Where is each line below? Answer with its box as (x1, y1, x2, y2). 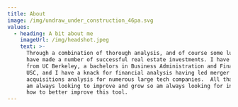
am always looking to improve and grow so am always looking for (25, 82, 223, 89)
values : (7, 23, 30, 30)
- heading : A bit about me (13, 30, 93, 37)
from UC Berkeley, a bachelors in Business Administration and (25, 63, 217, 70)
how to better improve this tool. (25, 89, 129, 96)
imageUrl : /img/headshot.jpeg (20, 37, 110, 44)
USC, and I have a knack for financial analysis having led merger (25, 69, 230, 76)
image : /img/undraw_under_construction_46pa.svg (7, 17, 154, 24)
